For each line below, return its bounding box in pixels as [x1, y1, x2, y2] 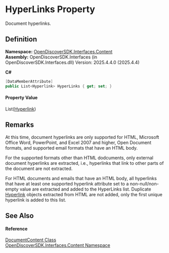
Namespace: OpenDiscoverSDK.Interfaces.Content [5, 48, 113, 54]
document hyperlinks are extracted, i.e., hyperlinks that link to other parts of [5, 160, 164, 166]
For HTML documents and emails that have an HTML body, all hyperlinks [5, 175, 157, 181]
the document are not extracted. [5, 165, 73, 171]
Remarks [5, 121, 34, 129]
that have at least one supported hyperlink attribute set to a [5, 180, 129, 187]
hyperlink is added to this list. [5, 197, 67, 203]
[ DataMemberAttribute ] [5, 79, 53, 84]
